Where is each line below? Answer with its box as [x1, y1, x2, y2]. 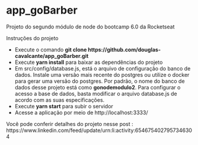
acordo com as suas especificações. [14, 96, 105, 104]
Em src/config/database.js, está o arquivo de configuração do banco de [14, 65, 191, 72]
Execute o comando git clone [14, 46, 87, 53]
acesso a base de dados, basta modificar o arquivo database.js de [14, 90, 177, 97]
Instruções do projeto [6, 34, 59, 41]
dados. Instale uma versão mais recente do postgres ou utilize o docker [14, 71, 190, 78]
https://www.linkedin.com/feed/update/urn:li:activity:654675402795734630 [6, 127, 193, 134]
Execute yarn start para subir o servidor [14, 102, 114, 109]
